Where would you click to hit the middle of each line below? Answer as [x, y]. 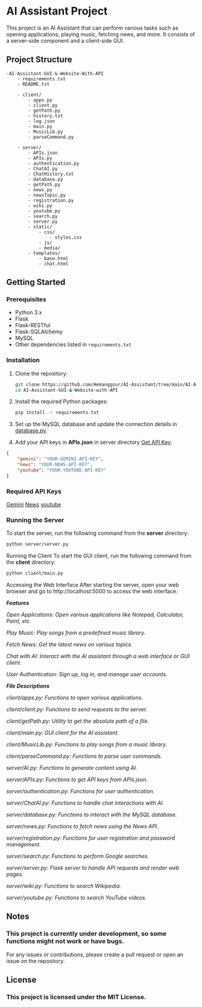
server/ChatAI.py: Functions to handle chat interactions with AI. [85, 803]
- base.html [53, 258]
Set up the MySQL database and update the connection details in [96, 424]
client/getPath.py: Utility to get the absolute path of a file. [78, 721]
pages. [15, 874]
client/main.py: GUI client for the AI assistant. [63, 733]
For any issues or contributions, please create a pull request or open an [95, 954]
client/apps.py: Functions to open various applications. [75, 698]
